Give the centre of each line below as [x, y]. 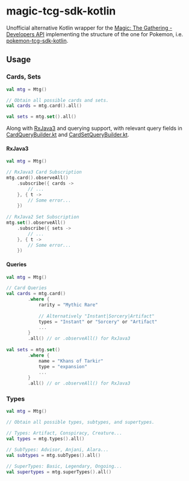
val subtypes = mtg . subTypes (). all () [54, 455]
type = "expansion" [63, 366]
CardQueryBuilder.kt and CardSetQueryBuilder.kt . [68, 135]
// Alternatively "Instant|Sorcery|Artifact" [96, 316]
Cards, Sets [23, 77]
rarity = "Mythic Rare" [68, 305]
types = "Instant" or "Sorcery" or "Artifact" [98, 322]
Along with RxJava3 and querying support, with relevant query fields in [94, 129]
